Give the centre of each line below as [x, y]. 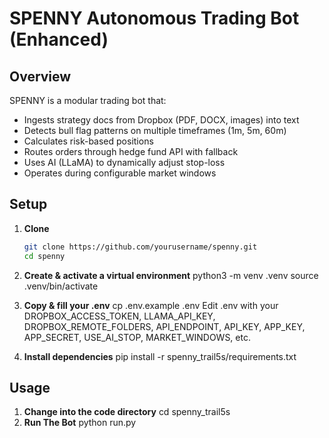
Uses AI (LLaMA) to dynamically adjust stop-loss [124, 162]
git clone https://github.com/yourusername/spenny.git [140, 247]
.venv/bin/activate [61, 286]
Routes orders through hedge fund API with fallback [131, 151]
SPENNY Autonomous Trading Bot [154, 18]
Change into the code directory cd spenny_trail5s [127, 412]
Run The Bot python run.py [80, 423]
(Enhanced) [59, 39]
